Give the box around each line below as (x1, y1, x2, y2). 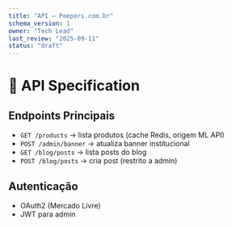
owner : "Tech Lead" (8, 27, 74, 35)
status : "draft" (8, 42, 63, 50)
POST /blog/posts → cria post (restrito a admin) (19, 156, 178, 166)
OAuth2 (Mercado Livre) (19, 200, 101, 210)
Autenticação (8, 179, 78, 193)
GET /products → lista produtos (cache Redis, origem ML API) (19, 130, 225, 140)
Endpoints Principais (8, 108, 116, 122)
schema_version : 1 (8, 19, 70, 27)
